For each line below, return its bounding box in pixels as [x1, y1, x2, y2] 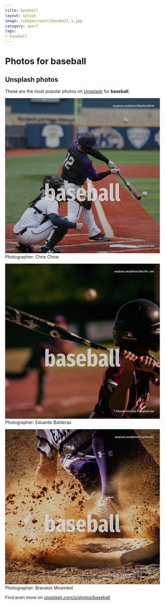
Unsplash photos [5, 75, 58, 84]
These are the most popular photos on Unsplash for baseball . [5, 89, 130, 94]
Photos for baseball [5, 56, 86, 67]
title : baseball [5, 8, 38, 13]
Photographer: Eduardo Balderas [5, 419, 72, 425]
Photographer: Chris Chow [5, 254, 59, 259]
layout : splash [5, 13, 36, 18]
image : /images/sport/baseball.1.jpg [5, 18, 82, 23]
